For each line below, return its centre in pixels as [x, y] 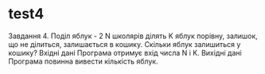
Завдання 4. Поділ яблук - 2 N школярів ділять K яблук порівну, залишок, [133, 36]
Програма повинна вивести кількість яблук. [83, 61]
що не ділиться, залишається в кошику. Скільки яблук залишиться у [125, 44]
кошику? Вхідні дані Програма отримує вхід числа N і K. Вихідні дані [125, 53]
